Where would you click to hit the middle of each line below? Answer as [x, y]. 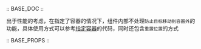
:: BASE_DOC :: [25, 9]
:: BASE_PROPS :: [28, 40]
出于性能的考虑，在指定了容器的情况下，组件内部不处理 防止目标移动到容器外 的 [101, 21]
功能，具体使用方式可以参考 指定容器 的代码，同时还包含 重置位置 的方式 [93, 28]
